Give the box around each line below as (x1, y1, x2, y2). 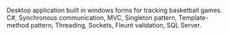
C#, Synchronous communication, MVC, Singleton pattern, (6, 13, 177, 22)
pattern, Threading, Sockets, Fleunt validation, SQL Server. (30, 21, 202, 29)
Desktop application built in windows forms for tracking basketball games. (6, 6, 223, 14)
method (6, 21, 30, 29)
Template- (178, 13, 209, 22)
